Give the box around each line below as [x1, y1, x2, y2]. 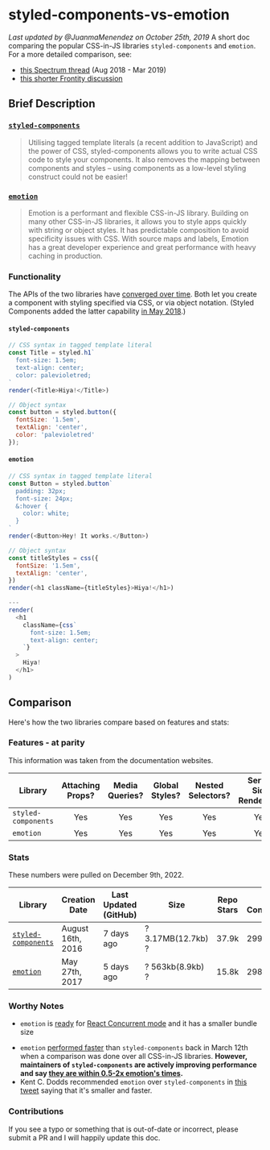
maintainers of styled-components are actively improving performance [19, 1060, 257, 1069]
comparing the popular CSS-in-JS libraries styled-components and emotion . [8, 40, 256, 50]
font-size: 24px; [15, 494, 74, 503]
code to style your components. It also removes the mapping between [27, 155, 260, 164]
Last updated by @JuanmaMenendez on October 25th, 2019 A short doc [8, 32, 251, 42]
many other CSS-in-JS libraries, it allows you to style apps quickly [27, 216, 247, 226]
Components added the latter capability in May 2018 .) [8, 306, 186, 316]
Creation [61, 895, 96, 906]
